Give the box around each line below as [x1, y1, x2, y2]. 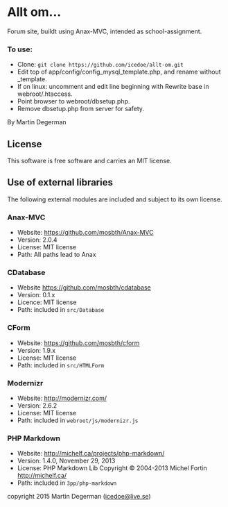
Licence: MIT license [17, 298, 77, 306]
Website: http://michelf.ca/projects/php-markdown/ [17, 449, 165, 458]
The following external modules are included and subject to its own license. [7, 195, 222, 203]
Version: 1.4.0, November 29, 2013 [17, 456, 116, 465]
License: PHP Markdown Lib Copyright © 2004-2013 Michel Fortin [17, 464, 208, 472]
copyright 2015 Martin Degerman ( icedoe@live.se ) [7, 492, 151, 501]
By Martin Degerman [7, 118, 67, 126]
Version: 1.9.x [17, 346, 56, 354]
